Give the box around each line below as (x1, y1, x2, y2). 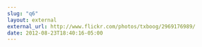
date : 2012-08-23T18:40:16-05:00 (7, 29, 103, 37)
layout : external (7, 17, 57, 23)
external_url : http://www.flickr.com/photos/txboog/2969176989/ (7, 23, 196, 30)
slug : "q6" (7, 10, 39, 17)
